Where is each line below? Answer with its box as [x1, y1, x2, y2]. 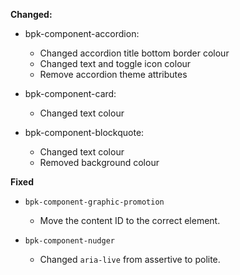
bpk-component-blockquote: [24, 127, 145, 138]
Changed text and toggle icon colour [39, 58, 192, 69]
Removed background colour [39, 157, 160, 168]
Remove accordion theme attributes [39, 69, 188, 80]
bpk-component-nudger [24, 236, 115, 246]
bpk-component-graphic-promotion [24, 197, 165, 207]
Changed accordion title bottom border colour [39, 47, 230, 59]
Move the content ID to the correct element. [39, 215, 221, 226]
